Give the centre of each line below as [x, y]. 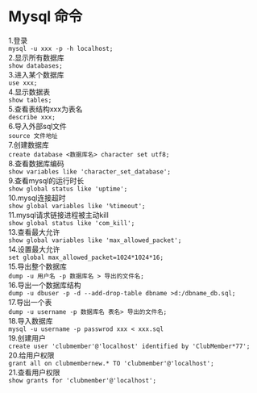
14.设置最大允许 [34, 249]
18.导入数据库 [31, 320]
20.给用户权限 [31, 355]
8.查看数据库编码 [36, 163]
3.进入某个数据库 [36, 74]
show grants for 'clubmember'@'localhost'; [83, 380]
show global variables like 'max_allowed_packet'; [95, 240]
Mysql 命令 [46, 17]
